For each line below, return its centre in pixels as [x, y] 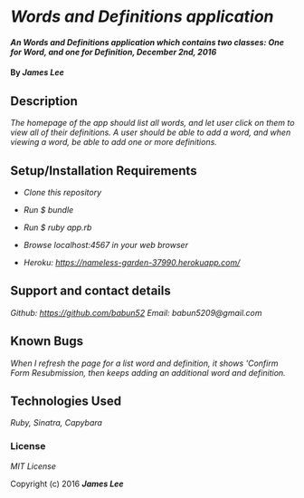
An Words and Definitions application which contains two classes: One [147, 42]
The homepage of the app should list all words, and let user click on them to [152, 123]
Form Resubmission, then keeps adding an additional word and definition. [148, 372]
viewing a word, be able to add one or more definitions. [114, 142]
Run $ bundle [48, 210]
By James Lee [37, 72]
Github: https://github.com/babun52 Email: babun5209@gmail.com [136, 312]
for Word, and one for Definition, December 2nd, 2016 [114, 52]
